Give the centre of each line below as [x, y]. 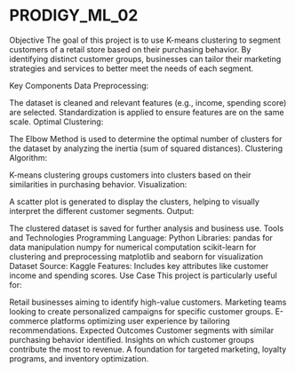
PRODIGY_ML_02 [74, 16]
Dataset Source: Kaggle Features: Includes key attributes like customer [139, 266]
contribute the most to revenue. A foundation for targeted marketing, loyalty [148, 349]
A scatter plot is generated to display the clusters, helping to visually [135, 202]
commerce [29, 321]
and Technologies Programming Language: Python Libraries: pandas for [141, 237]
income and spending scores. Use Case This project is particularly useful [143, 275]
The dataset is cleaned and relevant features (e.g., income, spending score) [148, 102]
